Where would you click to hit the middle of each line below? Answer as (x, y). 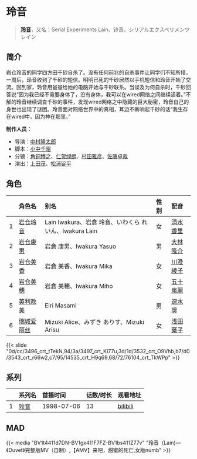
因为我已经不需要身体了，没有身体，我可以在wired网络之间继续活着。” (102, 94)
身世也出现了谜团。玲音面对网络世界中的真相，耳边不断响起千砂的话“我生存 (97, 109)
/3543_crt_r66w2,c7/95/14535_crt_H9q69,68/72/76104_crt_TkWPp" (89, 357)
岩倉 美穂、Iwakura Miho (79, 286)
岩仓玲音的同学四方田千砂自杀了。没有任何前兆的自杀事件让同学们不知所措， (98, 72)
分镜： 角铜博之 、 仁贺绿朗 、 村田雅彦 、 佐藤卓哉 (71, 156)
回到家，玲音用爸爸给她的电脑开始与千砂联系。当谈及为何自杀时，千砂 (101, 87)
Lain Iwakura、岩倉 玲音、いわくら (92, 222)
